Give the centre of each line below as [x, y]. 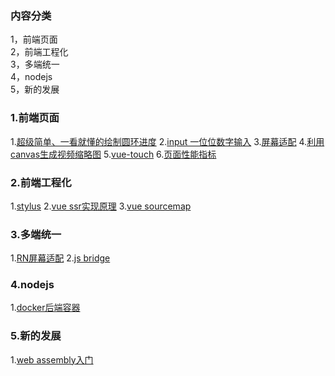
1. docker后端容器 [45, 308]
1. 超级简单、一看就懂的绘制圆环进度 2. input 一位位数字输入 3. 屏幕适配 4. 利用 [167, 141]
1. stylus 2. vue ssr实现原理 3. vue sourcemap [101, 206]
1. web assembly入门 [52, 359]
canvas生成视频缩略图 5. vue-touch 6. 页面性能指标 [113, 154]
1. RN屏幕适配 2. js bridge [60, 258]
